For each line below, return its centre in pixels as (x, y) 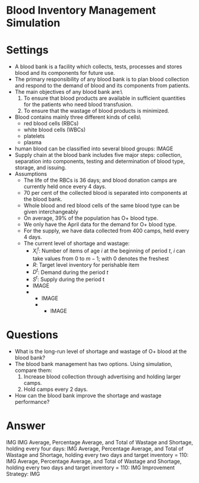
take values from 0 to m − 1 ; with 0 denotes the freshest (101, 258)
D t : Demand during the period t (70, 272)
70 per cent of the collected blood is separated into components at (105, 193)
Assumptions (31, 174)
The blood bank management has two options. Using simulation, (94, 364)
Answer (26, 426)
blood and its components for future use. (65, 73)
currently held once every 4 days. (65, 187)
